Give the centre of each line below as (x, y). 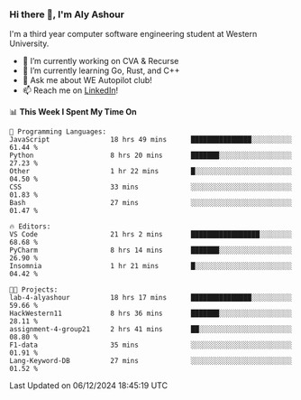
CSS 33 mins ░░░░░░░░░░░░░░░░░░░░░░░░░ (151, 187)
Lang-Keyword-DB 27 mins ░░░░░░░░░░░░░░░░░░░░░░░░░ (151, 361)
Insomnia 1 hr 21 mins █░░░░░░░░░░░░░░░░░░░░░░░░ (151, 266)
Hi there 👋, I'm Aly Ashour (67, 14)
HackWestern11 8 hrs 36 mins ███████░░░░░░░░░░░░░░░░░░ (151, 314)
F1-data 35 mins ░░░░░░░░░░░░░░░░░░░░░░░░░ (151, 345)
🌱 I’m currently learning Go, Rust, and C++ (101, 70)
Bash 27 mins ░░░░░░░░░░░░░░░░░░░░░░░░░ (151, 203)
